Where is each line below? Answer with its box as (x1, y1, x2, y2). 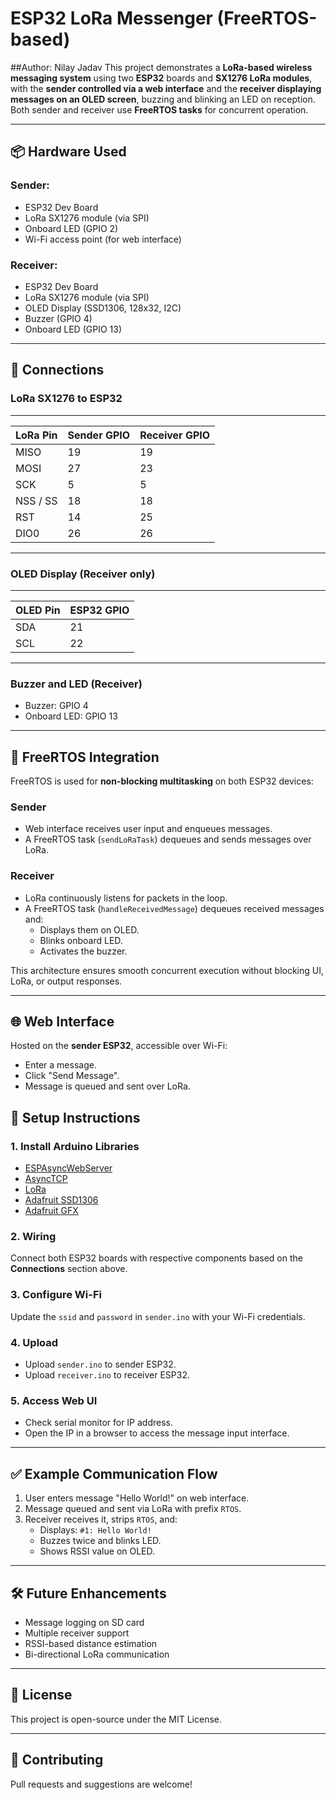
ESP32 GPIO (69, 603, 130, 617)
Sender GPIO (67, 428, 131, 442)
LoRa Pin (15, 428, 58, 442)
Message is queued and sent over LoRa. (24, 1080, 191, 1092)
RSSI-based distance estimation (24, 1637, 158, 1649)
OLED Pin (15, 603, 61, 617)
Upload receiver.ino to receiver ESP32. (24, 1369, 190, 1381)
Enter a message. (24, 1059, 97, 1071)
